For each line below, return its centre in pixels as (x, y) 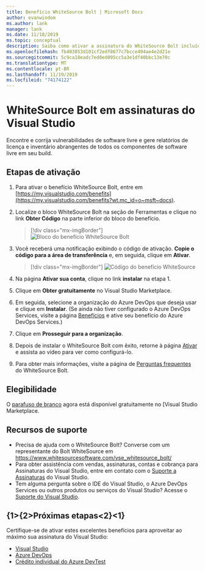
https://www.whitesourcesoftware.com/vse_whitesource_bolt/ (93, 457)
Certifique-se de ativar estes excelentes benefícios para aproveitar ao (94, 530)
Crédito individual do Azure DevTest (60, 562)
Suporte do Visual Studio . (47, 496)
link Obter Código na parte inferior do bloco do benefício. (88, 218)
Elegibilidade (31, 389)
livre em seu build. (30, 153)
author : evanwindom (31, 18)
